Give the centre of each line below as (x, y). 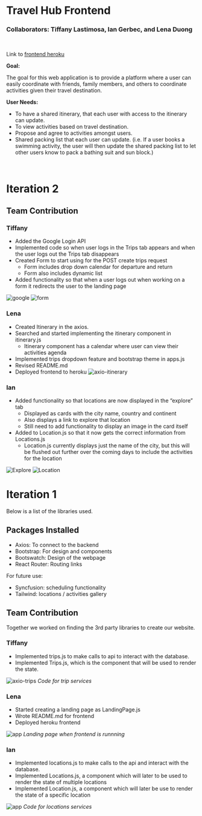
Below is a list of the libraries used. (50, 511)
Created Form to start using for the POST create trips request (91, 261)
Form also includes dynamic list (63, 273)
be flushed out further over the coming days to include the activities (108, 452)
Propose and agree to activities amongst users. (74, 133)
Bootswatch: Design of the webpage (60, 557)
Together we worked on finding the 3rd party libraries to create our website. (101, 627)
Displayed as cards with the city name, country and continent (100, 413)
